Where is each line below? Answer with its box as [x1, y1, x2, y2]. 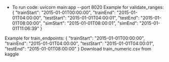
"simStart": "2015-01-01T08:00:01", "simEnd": [43, 20, 139, 26]
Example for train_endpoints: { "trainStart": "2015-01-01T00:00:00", [5, 35, 145, 41]
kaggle [5, 51, 19, 57]
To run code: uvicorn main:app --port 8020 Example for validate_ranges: [12, 4, 164, 10]
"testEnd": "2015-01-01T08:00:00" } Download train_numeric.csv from [5, 46, 151, 51]
